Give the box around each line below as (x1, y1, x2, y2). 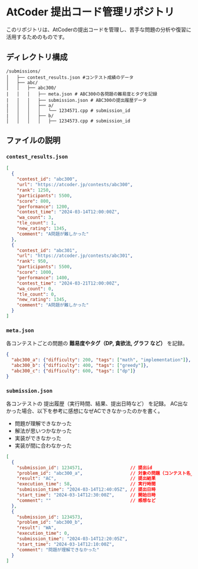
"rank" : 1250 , (16, 187, 51, 193)
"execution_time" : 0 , (16, 531, 70, 537)
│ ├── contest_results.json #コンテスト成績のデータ (6, 74, 134, 80)
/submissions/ (6, 68, 41, 74)
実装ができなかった (14, 434, 62, 442)
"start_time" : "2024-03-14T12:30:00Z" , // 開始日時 (16, 492, 156, 498)
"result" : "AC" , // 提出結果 (16, 475, 156, 482)
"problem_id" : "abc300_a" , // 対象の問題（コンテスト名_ (16, 470, 193, 476)
